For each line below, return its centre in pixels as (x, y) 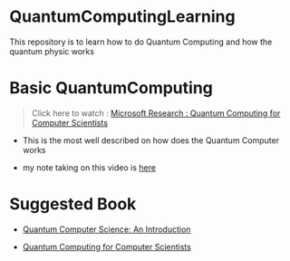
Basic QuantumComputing (111, 88)
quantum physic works (52, 51)
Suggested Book (73, 204)
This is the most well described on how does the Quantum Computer (150, 140)
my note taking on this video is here (89, 167)
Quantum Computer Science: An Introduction (106, 229)
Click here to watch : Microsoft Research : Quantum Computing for (156, 113)
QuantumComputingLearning (122, 17)
